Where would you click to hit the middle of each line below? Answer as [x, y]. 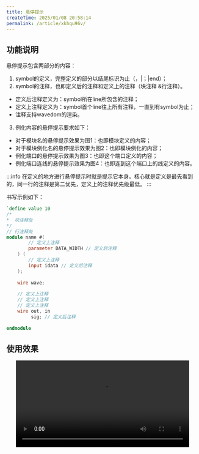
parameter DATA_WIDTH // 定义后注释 [73, 248]
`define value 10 [28, 209]
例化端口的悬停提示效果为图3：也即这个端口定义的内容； [86, 156]
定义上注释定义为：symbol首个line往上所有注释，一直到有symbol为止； [105, 107]
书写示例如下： [25, 197]
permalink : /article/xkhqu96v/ [46, 23]
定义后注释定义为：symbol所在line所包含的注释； [77, 99]
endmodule [19, 328]
